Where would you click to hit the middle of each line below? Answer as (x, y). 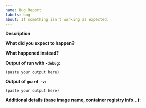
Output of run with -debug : (33, 63)
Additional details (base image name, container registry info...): (73, 100)
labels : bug (18, 15)
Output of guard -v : (26, 82)
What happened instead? (32, 53)
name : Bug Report (23, 10)
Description (18, 34)
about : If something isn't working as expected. (57, 19)
